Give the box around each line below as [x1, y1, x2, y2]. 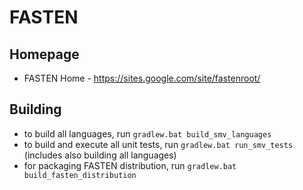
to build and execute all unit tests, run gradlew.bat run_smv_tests [23, 138, 294, 150]
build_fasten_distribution [23, 170, 137, 180]
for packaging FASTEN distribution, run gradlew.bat [23, 159, 237, 171]
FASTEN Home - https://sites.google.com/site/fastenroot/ [23, 72, 261, 84]
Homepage [9, 46, 80, 63]
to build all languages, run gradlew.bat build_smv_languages [23, 127, 272, 140]
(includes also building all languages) [23, 149, 177, 161]
